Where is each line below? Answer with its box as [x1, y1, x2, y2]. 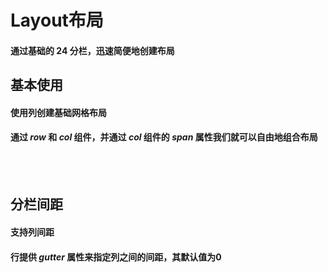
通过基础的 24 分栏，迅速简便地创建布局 [10, 44, 175, 56]
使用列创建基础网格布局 [10, 106, 107, 118]
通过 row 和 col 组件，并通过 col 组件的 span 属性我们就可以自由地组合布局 [10, 131, 318, 143]
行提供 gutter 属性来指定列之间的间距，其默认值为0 [10, 251, 222, 263]
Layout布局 [10, 9, 104, 32]
